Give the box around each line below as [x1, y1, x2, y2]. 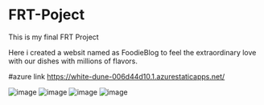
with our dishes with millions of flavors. [8, 56, 138, 66]
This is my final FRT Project [8, 32, 99, 42]
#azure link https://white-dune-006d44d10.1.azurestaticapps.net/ [8, 71, 225, 81]
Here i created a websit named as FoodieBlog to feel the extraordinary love [8, 47, 257, 57]
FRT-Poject [8, 6, 85, 24]
